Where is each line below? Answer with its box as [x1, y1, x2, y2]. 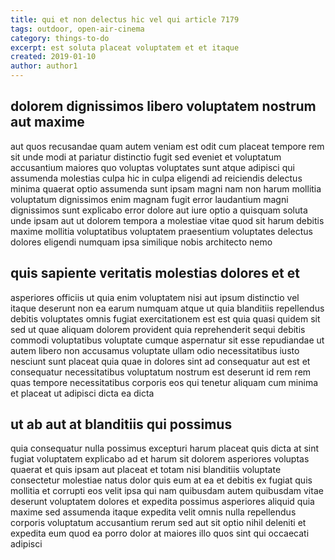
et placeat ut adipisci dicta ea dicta [10, 387, 155, 399]
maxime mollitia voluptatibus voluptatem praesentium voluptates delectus [10, 225, 313, 237]
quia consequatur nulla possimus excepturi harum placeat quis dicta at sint [10, 442, 320, 455]
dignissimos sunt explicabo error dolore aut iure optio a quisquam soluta [10, 204, 308, 216]
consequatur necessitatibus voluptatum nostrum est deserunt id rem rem [10, 366, 312, 378]
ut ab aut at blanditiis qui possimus [10, 416, 233, 433]
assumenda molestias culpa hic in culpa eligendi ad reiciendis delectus [10, 172, 303, 184]
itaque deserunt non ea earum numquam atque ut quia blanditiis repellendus [10, 302, 325, 314]
